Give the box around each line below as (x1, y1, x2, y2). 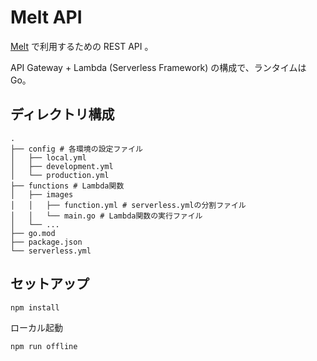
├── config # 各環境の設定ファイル (10, 144, 143, 154)
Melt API (10, 6, 83, 29)
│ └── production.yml (10, 170, 110, 180)
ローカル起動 (10, 321, 63, 333)
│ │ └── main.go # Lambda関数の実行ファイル (10, 211, 203, 221)
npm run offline (10, 341, 78, 351)
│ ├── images (10, 189, 74, 200)
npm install (10, 302, 60, 313)
